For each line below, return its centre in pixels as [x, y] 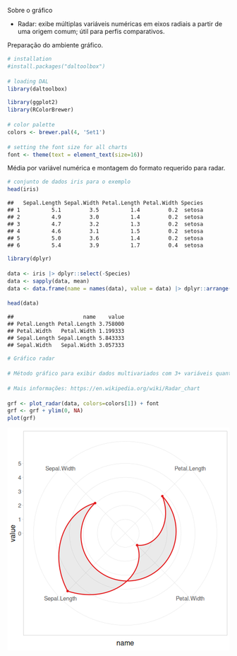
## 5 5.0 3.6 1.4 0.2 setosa [105, 239]
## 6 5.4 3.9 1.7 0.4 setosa [105, 246]
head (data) [23, 303]
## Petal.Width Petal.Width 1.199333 [66, 332]
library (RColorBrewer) [41, 110]
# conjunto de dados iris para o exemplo [69, 182]
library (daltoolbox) [38, 89]
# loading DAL [28, 81]
